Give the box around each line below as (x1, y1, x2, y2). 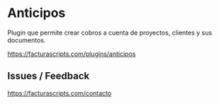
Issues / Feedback (7, 70, 90, 82)
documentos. (7, 35, 46, 44)
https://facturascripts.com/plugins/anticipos (7, 50, 136, 58)
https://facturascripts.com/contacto (7, 88, 112, 97)
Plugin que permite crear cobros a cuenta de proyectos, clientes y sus (7, 28, 213, 37)
